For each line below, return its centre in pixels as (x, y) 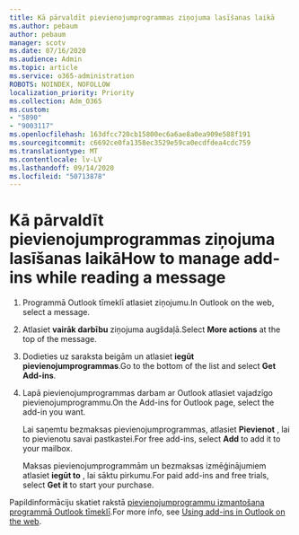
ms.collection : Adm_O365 (56, 101)
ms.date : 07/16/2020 (48, 51)
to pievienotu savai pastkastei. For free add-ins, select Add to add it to (151, 439)
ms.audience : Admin (46, 59)
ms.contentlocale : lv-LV (56, 159)
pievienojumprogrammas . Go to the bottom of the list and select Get (149, 366)
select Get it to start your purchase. (88, 485)
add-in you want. (54, 412)
